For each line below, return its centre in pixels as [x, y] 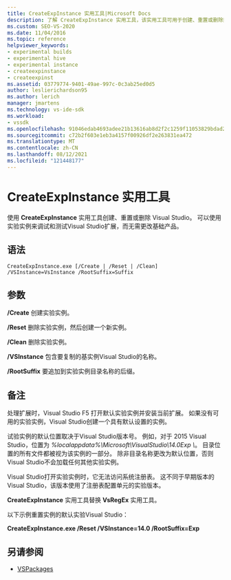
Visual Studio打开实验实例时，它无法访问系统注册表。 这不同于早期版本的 [111, 477]
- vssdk [18, 122]
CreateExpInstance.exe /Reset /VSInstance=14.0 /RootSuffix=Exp [103, 528]
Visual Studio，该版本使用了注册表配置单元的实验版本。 [86, 486]
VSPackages [35, 568]
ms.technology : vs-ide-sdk [46, 110]
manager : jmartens [33, 103]
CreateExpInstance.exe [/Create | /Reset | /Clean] [82, 266]
